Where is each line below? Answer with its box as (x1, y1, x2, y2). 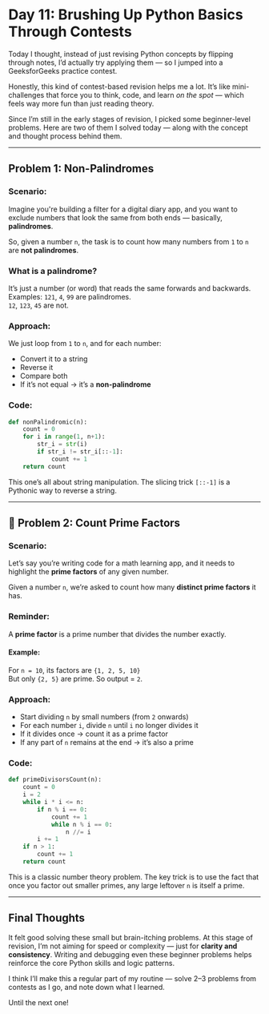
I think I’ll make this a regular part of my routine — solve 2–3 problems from (8, 973, 257, 983)
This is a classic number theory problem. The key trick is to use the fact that (8, 871, 259, 882)
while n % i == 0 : (50, 820, 113, 828)
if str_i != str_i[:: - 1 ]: (37, 448, 124, 456)
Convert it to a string (19, 354, 88, 364)
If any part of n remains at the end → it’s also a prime (19, 738, 194, 747)
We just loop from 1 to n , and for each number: (8, 339, 162, 348)
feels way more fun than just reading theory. (8, 99, 155, 108)
